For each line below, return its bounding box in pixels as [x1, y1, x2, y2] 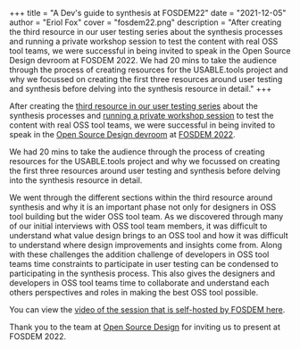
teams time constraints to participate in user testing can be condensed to [9, 259, 279, 269]
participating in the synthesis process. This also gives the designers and [9, 268, 275, 278]
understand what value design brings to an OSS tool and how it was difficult [9, 230, 288, 240]
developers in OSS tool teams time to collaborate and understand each [9, 278, 270, 288]
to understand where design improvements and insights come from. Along [9, 240, 283, 250]
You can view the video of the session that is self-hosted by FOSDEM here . [9, 304, 286, 315]
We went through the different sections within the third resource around [9, 192, 273, 203]
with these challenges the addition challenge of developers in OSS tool [9, 249, 270, 260]
